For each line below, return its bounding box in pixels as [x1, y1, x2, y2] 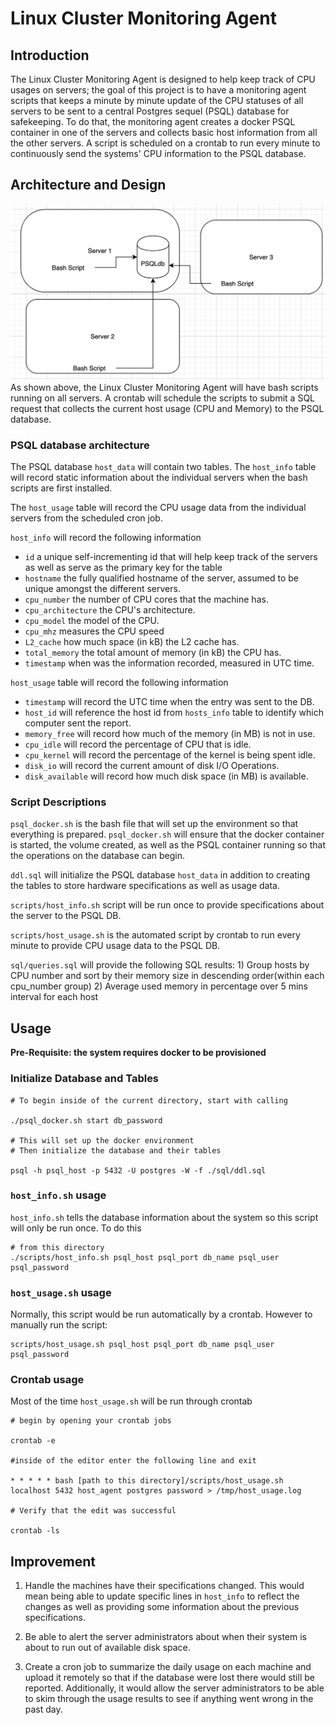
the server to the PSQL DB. [10, 910, 122, 922]
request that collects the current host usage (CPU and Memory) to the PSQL [10, 402, 325, 414]
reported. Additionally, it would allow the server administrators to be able [24, 1682, 325, 1694]
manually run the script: [10, 1319, 108, 1331]
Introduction [10, 47, 90, 64]
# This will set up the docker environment [10, 1135, 195, 1146]
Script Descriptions [10, 795, 107, 809]
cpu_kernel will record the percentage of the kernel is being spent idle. [24, 749, 316, 761]
